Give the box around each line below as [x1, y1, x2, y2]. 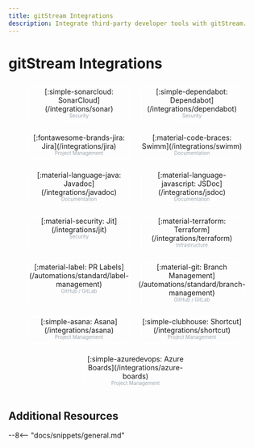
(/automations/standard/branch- [138, 280, 246, 290]
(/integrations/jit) [51, 225, 107, 235]
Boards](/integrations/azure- [87, 363, 184, 373]
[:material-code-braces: [152, 133, 232, 142]
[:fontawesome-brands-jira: [33, 133, 125, 142]
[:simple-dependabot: [156, 87, 228, 97]
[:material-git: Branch [156, 262, 227, 272]
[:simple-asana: [40, 317, 93, 327]
